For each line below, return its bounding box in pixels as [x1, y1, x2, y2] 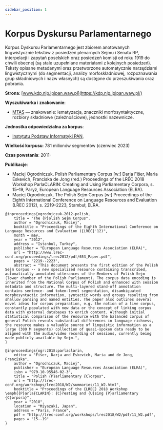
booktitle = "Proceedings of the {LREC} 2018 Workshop [14, 387, 128, 391]
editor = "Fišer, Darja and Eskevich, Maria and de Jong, [14, 352, 134, 357]
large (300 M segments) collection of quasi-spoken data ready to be [5, 327, 150, 332]
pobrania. [5, 81, 24, 86]
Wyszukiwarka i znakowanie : [5, 100, 66, 105]
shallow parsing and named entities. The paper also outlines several [5, 297, 152, 302]
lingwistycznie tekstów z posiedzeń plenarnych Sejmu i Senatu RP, [5, 49, 139, 55]
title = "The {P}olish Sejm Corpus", [14, 216, 91, 221]
